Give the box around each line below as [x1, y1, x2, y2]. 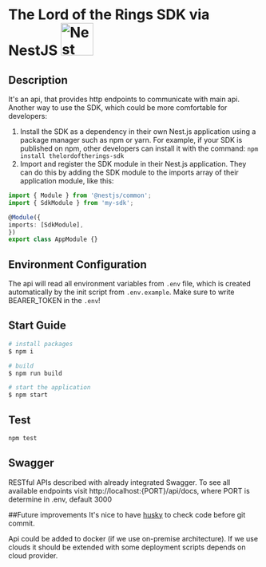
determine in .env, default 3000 [8, 494, 113, 504]
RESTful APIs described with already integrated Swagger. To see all [8, 477, 231, 487]
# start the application [8, 384, 91, 392]
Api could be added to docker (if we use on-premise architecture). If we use [8, 534, 258, 543]
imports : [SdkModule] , [8, 221, 84, 229]
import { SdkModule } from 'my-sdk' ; [8, 199, 134, 207]
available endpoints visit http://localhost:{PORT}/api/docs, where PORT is [8, 486, 250, 495]
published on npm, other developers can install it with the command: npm [19, 144, 259, 153]
